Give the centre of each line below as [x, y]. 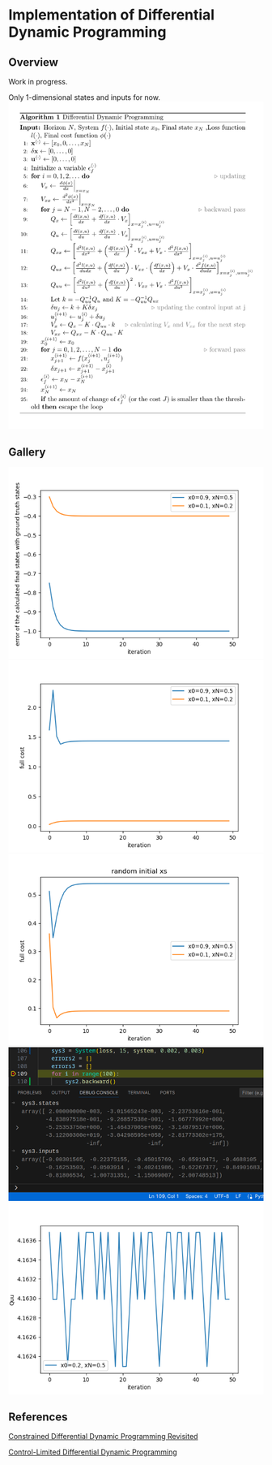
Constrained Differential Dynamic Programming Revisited [103, 1437]
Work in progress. [38, 82]
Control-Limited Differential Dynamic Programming [93, 1452]
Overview [34, 62]
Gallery [27, 452]
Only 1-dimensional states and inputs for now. [84, 97]
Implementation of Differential [112, 15]
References [38, 1417]
